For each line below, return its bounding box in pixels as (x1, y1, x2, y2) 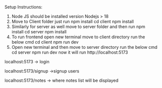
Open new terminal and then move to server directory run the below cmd (11, 44, 158, 50)
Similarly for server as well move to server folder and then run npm (11, 24, 146, 29)
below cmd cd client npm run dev (11, 39, 79, 45)
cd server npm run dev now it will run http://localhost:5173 (11, 49, 128, 55)
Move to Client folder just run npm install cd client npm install (11, 19, 134, 24)
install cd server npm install (11, 29, 66, 34)
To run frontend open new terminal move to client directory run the (11, 34, 145, 40)
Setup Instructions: (4, 4, 43, 10)
